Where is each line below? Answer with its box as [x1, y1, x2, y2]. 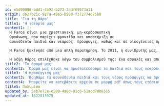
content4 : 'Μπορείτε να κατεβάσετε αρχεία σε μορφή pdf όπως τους [5, 79, 143, 85]
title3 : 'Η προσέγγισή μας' [5, 71, 62, 76]
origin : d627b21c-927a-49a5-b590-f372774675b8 [5, 12, 102, 17]
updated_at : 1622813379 [5, 93, 54, 98]
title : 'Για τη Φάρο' [5, 16, 49, 21]
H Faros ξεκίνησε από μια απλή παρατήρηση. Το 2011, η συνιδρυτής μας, [9, 48, 159, 53]
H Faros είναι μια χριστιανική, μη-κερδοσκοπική [9, 30, 110, 35]
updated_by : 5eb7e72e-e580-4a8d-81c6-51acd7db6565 [5, 89, 110, 94]
